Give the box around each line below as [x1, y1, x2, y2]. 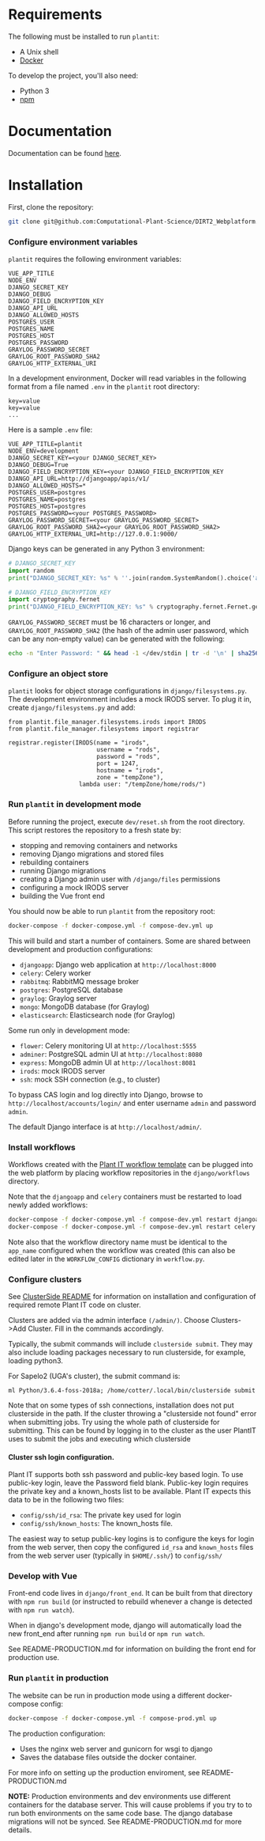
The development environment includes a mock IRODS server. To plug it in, [8, 695, 252, 704]
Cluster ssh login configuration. [8, 1452, 114, 1461]
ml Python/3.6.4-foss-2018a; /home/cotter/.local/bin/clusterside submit [8, 1386, 256, 1394]
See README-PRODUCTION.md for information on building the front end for [8, 1644, 256, 1654]
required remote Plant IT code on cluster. [8, 1300, 142, 1309]
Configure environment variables [8, 236, 138, 247]
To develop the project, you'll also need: [8, 70, 139, 80]
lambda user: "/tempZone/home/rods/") [78, 781, 207, 789]
